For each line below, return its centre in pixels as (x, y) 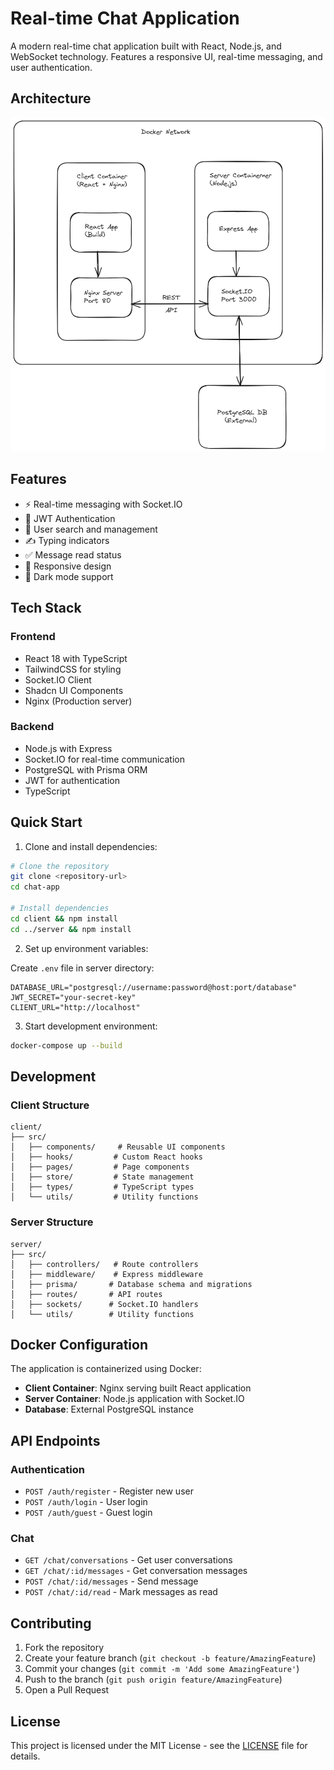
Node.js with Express (68, 748)
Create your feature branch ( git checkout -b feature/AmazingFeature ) (170, 1658)
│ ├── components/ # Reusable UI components (118, 1147)
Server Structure (52, 1222)
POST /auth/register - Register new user (109, 1491)
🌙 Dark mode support (69, 576)
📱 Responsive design (68, 566)
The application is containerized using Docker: (106, 1369)
